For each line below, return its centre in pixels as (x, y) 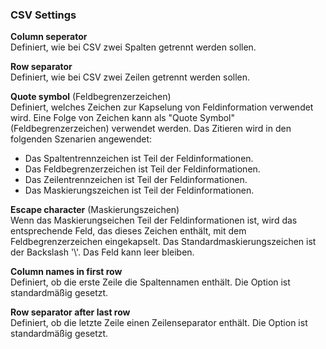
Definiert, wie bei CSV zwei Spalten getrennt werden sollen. (133, 47)
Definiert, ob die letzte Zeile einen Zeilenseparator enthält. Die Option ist (159, 323)
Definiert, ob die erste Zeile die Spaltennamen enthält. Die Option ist (150, 282)
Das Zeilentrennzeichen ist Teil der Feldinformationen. (136, 180)
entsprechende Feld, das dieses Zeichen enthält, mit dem (128, 231)
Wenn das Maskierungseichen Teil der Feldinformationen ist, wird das (154, 220)
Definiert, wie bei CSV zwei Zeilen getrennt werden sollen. (130, 77)
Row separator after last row (70, 312)
